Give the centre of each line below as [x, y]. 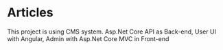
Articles [30, 13]
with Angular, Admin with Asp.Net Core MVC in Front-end [88, 38]
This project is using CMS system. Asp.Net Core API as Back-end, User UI [111, 32]
